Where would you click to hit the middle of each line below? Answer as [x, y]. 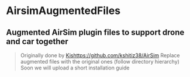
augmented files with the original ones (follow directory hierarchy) [100, 62]
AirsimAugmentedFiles [63, 11]
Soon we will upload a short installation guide [75, 68]
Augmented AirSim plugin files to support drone [95, 32]
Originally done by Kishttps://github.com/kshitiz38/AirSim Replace [100, 55]
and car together [37, 41]
